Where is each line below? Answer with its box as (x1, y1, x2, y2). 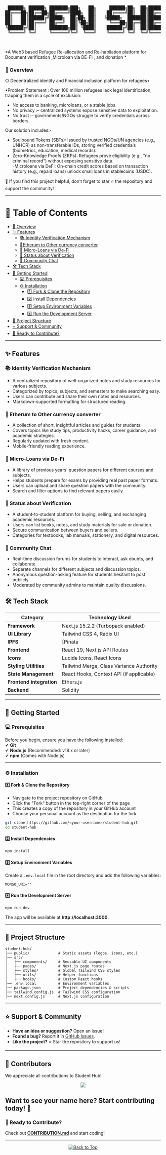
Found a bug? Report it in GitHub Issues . (12, 1033, 95, 1039)
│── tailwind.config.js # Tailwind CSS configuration (5, 990, 121, 995)
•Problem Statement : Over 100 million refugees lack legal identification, (5, 87, 152, 93)
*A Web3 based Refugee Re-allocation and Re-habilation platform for (5, 49, 147, 55)
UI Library (7, 630, 31, 637)
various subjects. (12, 383, 47, 389)
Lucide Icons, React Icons (61, 654, 122, 661)
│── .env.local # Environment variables (5, 981, 110, 986)
